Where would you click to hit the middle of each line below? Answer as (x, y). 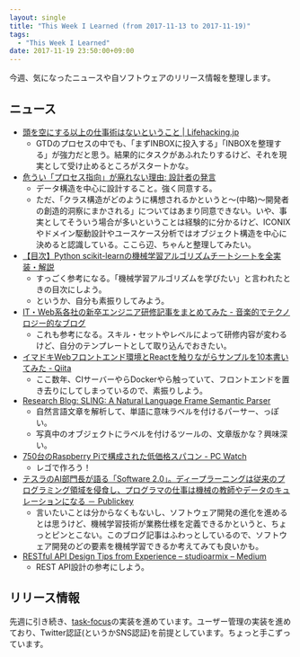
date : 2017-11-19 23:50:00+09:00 (72, 51)
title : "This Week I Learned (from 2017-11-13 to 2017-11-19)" (130, 26)
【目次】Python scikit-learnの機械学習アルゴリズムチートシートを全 (148, 255)
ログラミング (46, 490)
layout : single (38, 18)
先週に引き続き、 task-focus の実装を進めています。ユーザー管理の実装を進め (150, 621)
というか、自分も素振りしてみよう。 (102, 300)
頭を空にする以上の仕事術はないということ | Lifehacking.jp (131, 132)
